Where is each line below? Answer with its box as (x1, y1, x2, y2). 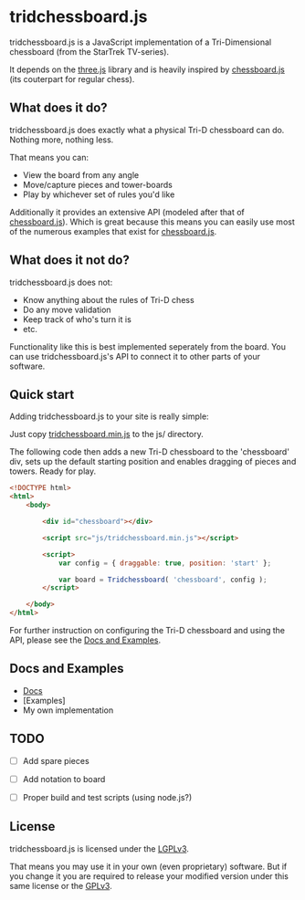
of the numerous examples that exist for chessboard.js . (9, 225, 217, 236)
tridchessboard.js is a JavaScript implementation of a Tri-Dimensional (9, 37, 272, 47)
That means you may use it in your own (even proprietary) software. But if (9, 861, 288, 872)
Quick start (9, 386, 75, 403)
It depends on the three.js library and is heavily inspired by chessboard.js (9, 64, 286, 75)
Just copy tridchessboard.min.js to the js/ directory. (9, 429, 204, 440)
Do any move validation (22, 304, 111, 315)
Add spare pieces (22, 755, 89, 766)
